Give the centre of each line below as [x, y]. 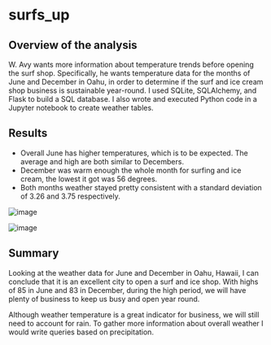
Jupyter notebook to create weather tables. [81, 108]
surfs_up [39, 15]
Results [28, 133]
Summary [34, 253]
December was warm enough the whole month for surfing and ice [131, 170]
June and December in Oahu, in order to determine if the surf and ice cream [136, 82]
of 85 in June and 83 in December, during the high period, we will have [127, 290]
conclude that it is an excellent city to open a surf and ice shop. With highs [133, 282]
